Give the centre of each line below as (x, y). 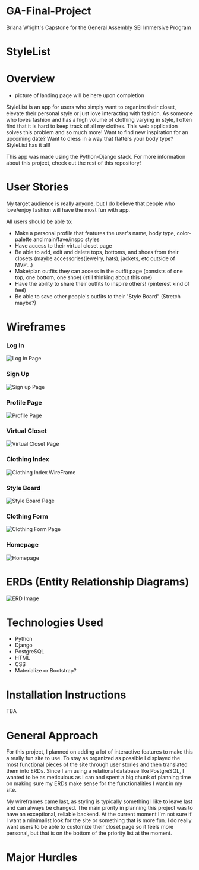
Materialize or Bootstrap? (45, 671)
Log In (15, 345)
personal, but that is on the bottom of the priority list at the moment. (89, 833)
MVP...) (24, 265)
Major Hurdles (42, 857)
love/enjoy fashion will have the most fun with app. (68, 210)
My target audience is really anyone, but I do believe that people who (91, 203)
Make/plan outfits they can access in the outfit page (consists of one (99, 271)
